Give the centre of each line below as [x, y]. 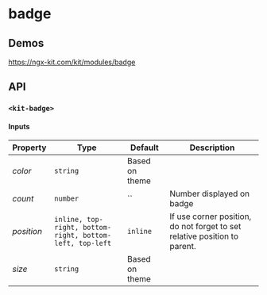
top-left [95, 243]
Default [144, 147]
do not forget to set [205, 226]
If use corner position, [211, 216]
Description [212, 147]
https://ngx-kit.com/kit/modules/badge [72, 62]
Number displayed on [210, 193]
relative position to [204, 236]
